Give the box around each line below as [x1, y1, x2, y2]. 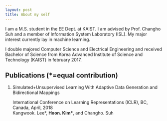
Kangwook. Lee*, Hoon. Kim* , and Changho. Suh [12, 110, 114, 116]
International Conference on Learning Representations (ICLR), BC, [12, 99, 148, 105]
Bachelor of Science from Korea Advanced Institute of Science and [5, 51, 143, 57]
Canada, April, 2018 [12, 104, 53, 110]
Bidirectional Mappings [12, 89, 60, 95]
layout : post [5, 7, 32, 12]
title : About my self [5, 12, 50, 17]
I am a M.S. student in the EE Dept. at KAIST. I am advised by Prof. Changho [5, 25, 161, 31]
